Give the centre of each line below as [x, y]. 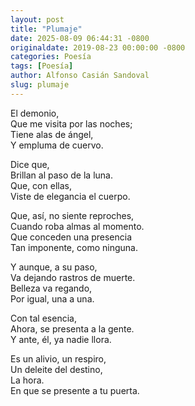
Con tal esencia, [43, 318]
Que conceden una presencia [71, 237]
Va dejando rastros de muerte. [73, 277]
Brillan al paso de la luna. [61, 175]
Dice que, [30, 164]
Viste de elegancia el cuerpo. [70, 196]
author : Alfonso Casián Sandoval [80, 76]
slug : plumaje [40, 85]
